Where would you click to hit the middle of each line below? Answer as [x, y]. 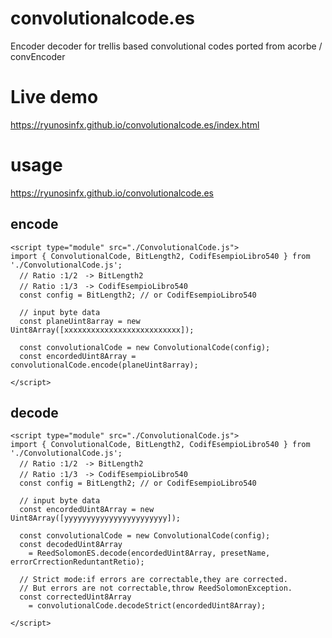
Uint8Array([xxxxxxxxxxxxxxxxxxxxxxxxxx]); [102, 330]
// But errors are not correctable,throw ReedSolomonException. [156, 588]
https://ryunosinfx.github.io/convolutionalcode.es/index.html [135, 124]
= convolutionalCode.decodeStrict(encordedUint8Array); [147, 606]
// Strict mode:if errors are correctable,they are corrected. [153, 580]
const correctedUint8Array [75, 597]
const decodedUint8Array [71, 545]
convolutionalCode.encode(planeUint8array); [104, 365]
